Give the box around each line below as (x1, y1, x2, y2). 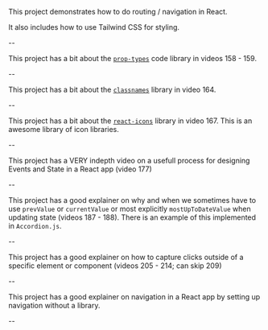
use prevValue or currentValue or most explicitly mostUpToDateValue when (8, 204, 251, 213)
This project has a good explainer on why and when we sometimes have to (8, 196, 256, 204)
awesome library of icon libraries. (8, 125, 119, 134)
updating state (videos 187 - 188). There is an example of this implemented (8, 212, 256, 222)
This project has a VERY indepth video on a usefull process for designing (8, 156, 250, 165)
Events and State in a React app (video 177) (8, 164, 153, 174)
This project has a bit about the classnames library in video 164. (8, 85, 216, 94)
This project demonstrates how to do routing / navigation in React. (8, 7, 228, 16)
